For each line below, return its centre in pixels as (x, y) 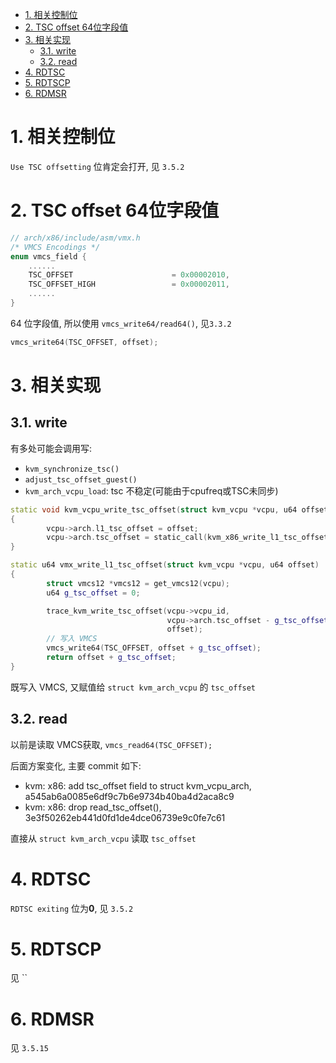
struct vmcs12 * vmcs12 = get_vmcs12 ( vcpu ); (138, 583)
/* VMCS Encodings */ (55, 247)
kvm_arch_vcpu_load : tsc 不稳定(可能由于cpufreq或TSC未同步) (151, 490)
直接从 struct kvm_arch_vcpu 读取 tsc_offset (103, 838)
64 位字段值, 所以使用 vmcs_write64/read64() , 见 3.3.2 (121, 323)
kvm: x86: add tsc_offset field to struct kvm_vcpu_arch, (138, 785)
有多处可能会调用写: (51, 448)
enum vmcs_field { (48, 256)
